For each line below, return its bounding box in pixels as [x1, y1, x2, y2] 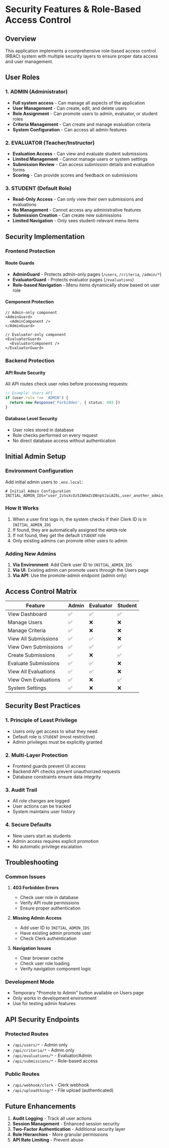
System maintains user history [12, 809, 75, 815]
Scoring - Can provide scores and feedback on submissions [12, 172, 138, 178]
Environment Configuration [5, 467, 73, 474]
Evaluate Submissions [8, 660, 60, 667]
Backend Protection [5, 357, 54, 364]
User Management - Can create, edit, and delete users [12, 105, 127, 111]
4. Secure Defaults [5, 821, 52, 828]
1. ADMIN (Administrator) [5, 88, 68, 95]
